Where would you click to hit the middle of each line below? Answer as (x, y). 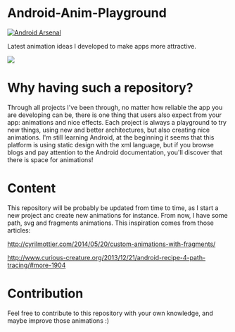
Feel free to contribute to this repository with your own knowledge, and (110, 313)
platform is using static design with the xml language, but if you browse (111, 145)
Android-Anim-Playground (87, 13)
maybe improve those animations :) (58, 320)
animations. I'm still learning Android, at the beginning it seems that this (111, 137)
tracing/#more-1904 (37, 265)
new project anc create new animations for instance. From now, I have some (118, 215)
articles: (19, 230)
